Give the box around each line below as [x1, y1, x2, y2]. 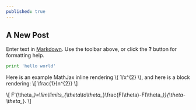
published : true [6, 8, 45, 15]
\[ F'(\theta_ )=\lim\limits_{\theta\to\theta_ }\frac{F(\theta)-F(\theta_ [6, 91, 163, 98]
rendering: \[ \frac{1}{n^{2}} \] [6, 80, 78, 87]
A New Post [6, 30, 50, 40]
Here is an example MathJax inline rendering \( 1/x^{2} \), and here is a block [6, 74, 190, 81]
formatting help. [6, 52, 45, 59]
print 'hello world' [6, 63, 57, 69]
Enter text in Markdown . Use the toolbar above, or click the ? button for [6, 46, 177, 53]
